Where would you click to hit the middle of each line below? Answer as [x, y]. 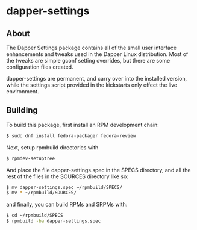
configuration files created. [40, 67]
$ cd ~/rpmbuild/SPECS [35, 216]
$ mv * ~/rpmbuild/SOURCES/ [42, 193]
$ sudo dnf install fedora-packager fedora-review [71, 136]
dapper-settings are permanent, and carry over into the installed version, [97, 79]
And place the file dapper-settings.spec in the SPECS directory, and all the [98, 170]
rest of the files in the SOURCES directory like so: [67, 176]
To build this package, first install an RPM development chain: [83, 125]
